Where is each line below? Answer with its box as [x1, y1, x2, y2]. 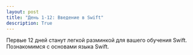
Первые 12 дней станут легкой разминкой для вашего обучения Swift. [6, 37, 188, 44]
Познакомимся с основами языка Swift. [6, 43, 110, 50]
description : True [6, 20, 52, 26]
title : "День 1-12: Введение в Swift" [6, 15, 104, 21]
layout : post [6, 8, 39, 15]
